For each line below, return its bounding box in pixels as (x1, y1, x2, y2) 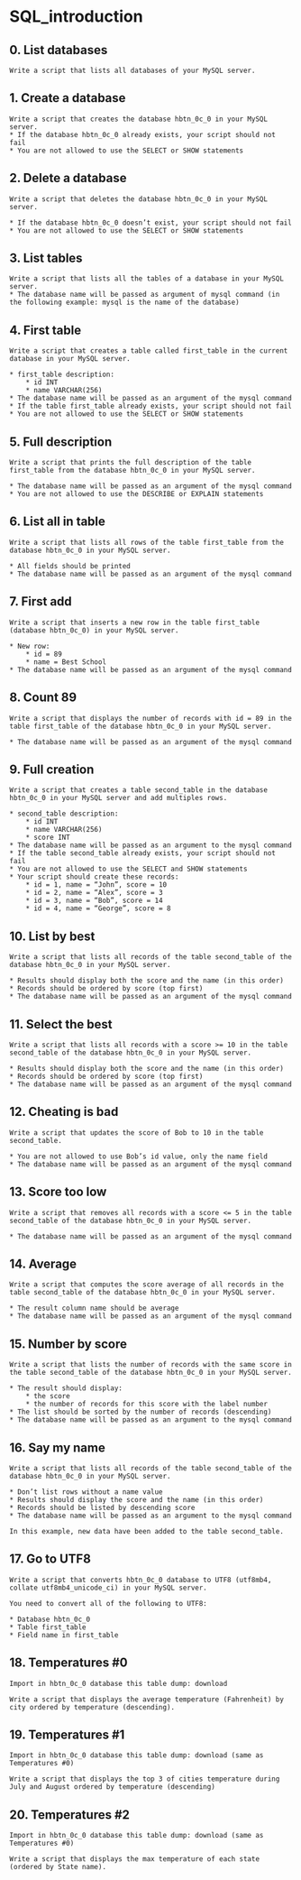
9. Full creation (9, 761, 95, 777)
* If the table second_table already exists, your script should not (9, 849, 277, 858)
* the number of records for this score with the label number (25, 1400, 269, 1409)
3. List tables (9, 251, 83, 266)
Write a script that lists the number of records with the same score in (9, 1360, 293, 1369)
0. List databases (9, 42, 108, 58)
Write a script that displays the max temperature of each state (9, 1855, 260, 1864)
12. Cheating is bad (9, 1104, 119, 1120)
